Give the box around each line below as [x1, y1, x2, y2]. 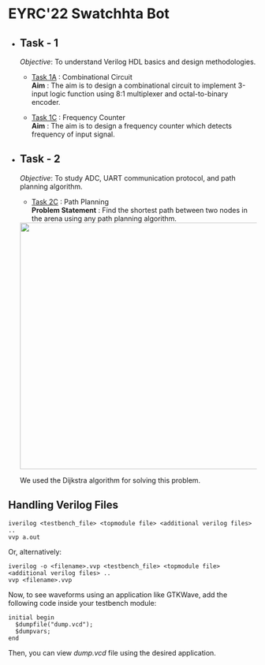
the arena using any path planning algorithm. [31, 214, 177, 223]
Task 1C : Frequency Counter [31, 113, 126, 122]
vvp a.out [8, 533, 41, 541]
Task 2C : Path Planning [31, 196, 109, 206]
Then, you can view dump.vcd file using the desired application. [8, 648, 217, 657]
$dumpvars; [15, 627, 51, 635]
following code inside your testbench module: [8, 598, 157, 607]
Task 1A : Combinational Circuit [31, 73, 132, 81]
